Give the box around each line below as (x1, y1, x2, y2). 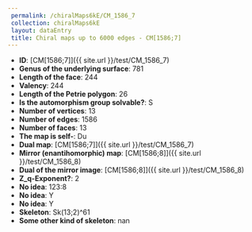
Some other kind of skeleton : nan (18, 216, 130, 226)
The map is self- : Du (18, 132, 87, 141)
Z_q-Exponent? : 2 (18, 174, 80, 184)
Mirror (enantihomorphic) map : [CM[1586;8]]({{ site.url (18, 149, 201, 158)
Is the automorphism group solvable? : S (18, 98, 154, 107)
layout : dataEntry (10, 26, 72, 34)
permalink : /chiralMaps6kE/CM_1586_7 (10, 11, 136, 20)
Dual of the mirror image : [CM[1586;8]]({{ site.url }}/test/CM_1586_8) (18, 165, 245, 175)
